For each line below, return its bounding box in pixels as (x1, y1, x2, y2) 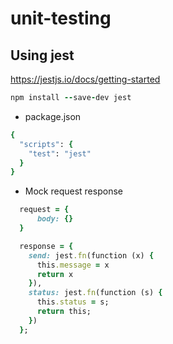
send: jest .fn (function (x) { (28, 250, 155, 261)
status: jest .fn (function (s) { (28, 288, 163, 298)
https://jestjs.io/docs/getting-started (10, 73, 161, 85)
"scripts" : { (19, 139, 74, 149)
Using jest (10, 47, 75, 64)
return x (36, 269, 74, 279)
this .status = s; (36, 297, 110, 307)
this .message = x (36, 260, 110, 270)
